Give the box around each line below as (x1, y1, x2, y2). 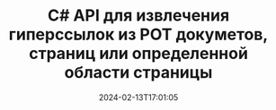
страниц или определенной (29, 44, 248, 63)
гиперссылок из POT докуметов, (8, 24, 269, 45)
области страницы (64, 63, 213, 83)
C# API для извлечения (47, 5, 230, 26)
